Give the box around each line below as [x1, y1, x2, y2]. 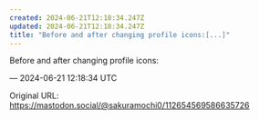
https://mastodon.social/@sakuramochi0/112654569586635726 [9, 100, 250, 111]
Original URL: [9, 90, 59, 101]
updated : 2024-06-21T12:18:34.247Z [9, 22, 145, 31]
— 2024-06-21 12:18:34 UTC [9, 73, 118, 84]
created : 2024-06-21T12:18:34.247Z [9, 13, 145, 23]
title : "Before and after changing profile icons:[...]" [9, 30, 231, 39]
